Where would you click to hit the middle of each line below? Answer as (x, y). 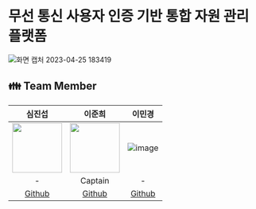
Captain (95, 180)
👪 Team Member (52, 86)
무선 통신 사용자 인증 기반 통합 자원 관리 (129, 16)
